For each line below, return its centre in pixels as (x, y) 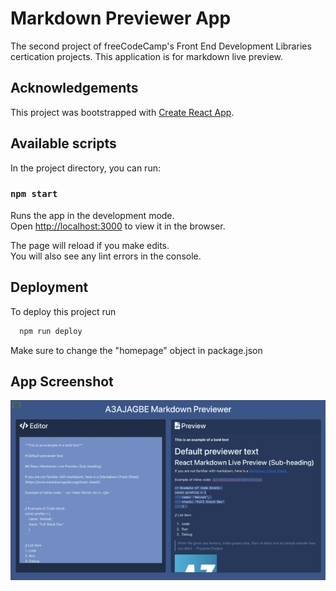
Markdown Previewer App (121, 18)
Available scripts (63, 143)
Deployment (49, 287)
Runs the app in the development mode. (92, 215)
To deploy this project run (63, 311)
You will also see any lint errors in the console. (106, 256)
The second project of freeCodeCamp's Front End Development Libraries (161, 46)
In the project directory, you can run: (85, 168)
